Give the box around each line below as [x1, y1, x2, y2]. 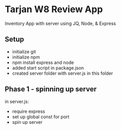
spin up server [12, 119, 43, 125]
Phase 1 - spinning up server [5, 85, 97, 93]
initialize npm [12, 54, 40, 60]
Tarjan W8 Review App [5, 4, 103, 15]
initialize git [12, 48, 36, 54]
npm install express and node [12, 59, 74, 66]
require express [12, 108, 45, 114]
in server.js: [5, 98, 29, 105]
